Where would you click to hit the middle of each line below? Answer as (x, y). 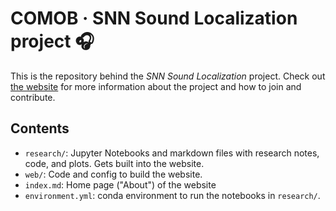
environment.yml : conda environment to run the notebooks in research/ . (172, 195)
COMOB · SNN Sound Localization (154, 18)
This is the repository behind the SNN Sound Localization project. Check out (168, 76)
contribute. (33, 97)
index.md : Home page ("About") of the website (120, 184)
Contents (40, 128)
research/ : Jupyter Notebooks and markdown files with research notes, (172, 153)
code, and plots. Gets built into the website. (114, 163)
